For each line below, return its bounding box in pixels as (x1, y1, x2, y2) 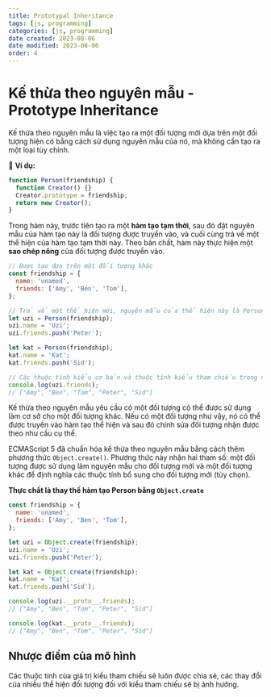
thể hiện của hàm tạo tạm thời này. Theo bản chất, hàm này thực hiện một (8, 238, 253, 248)
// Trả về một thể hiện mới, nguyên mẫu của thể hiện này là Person (8, 307, 265, 315)
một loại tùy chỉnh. (8, 144, 70, 154)
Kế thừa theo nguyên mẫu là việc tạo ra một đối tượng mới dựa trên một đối (8, 127, 258, 137)
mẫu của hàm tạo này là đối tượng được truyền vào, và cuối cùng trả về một (8, 229, 260, 239)
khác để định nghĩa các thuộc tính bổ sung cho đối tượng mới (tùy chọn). (8, 470, 251, 480)
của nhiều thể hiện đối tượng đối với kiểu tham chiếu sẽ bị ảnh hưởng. (8, 679, 240, 689)
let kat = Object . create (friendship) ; (8, 568, 139, 576)
